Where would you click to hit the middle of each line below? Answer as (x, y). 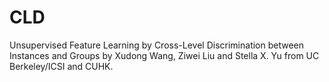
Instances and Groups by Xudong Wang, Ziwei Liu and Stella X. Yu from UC (164, 55)
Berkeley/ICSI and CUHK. (61, 66)
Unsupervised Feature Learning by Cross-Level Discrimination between (157, 45)
